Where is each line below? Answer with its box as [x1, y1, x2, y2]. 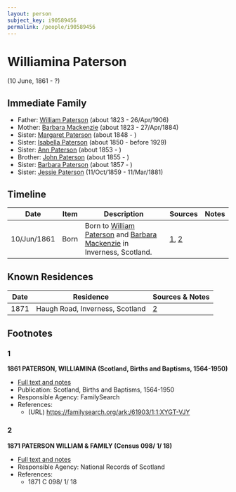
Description [103, 208, 144, 218]
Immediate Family [7, 97, 87, 109]
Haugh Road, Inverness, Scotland [36, 303, 146, 313]
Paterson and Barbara [84, 230, 157, 239]
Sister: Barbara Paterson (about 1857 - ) [17, 161, 133, 169]
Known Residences [7, 271, 93, 283]
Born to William [84, 220, 135, 230]
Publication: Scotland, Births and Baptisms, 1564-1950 [17, 385, 175, 394]
